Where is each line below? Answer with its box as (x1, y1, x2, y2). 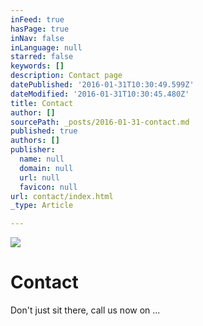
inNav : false (10, 33, 65, 43)
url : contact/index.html (10, 191, 114, 201)
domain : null (19, 163, 74, 173)
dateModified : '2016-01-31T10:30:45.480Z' (10, 89, 190, 99)
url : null (19, 172, 60, 183)
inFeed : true (10, 14, 65, 25)
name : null (19, 154, 65, 164)
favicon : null (19, 182, 78, 192)
